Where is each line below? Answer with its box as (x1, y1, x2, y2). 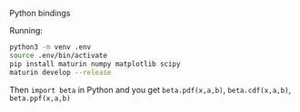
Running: (9, 25, 44, 35)
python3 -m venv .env (9, 42, 92, 51)
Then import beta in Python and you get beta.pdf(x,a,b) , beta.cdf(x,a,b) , (9, 84, 292, 95)
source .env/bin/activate (9, 51, 107, 60)
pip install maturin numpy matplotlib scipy (9, 59, 181, 69)
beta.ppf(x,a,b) (9, 94, 71, 103)
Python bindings (9, 8, 71, 18)
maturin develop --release (9, 68, 112, 77)
